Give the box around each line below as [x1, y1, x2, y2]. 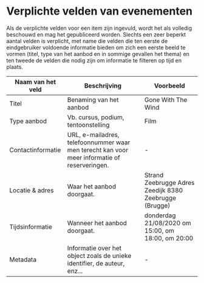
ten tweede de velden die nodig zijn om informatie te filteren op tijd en [6, 57, 182, 64]
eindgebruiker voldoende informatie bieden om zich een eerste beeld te [6, 44, 186, 51]
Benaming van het [67, 96, 119, 104]
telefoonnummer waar [67, 138, 131, 147]
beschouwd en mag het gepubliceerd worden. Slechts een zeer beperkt [6, 30, 186, 38]
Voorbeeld [154, 81, 185, 89]
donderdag [144, 211, 176, 220]
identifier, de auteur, [67, 259, 125, 267]
